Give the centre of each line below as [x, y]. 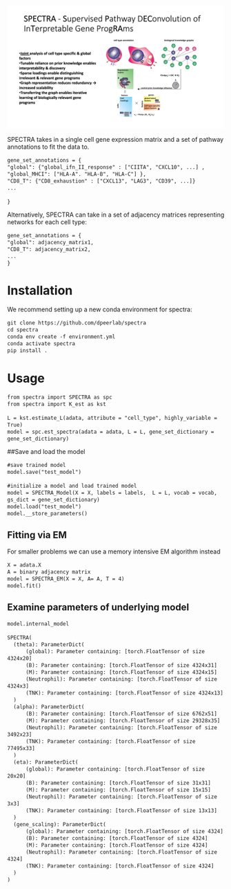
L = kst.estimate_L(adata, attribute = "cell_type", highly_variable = [112, 418]
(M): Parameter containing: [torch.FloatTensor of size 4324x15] [121, 672]
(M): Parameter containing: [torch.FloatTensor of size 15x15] [118, 790]
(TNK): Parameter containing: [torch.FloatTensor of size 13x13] [121, 811]
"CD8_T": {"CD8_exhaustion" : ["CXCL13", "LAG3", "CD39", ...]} [101, 181]
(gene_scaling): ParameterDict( [60, 825]
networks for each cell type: [47, 222]
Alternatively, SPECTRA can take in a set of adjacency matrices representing [116, 214]
